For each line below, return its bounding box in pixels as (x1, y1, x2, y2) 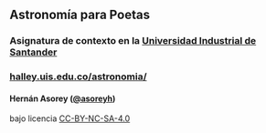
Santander (9, 46, 58, 58)
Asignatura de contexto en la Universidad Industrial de (9, 35, 257, 47)
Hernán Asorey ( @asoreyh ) (9, 93, 116, 104)
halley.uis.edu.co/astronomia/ (9, 70, 148, 83)
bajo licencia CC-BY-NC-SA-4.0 (9, 113, 131, 124)
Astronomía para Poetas (9, 7, 151, 23)
